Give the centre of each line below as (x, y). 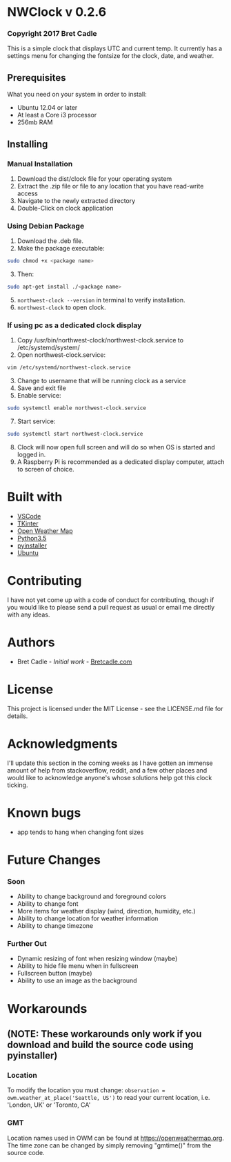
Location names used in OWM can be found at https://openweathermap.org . (115, 1138)
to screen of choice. (46, 469)
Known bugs (44, 813)
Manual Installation (40, 164)
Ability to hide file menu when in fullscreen (78, 966)
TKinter (28, 523)
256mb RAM (35, 122)
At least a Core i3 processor (57, 115)
